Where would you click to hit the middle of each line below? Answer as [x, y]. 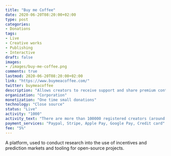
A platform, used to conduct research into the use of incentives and [76, 142]
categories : [18, 24]
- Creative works [24, 43]
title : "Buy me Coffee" [31, 10]
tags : [11, 34]
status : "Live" [21, 109]
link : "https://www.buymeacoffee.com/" [48, 81]
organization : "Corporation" [36, 95]
